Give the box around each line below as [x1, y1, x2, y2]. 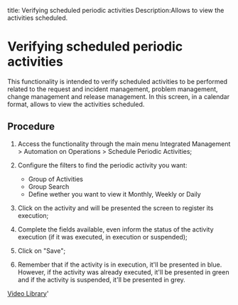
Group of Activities [28, 175, 84, 183]
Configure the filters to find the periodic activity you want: [17, 160, 188, 170]
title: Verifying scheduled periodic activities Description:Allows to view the [7, 6, 225, 14]
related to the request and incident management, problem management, [7, 85, 218, 93]
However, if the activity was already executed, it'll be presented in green [17, 267, 229, 276]
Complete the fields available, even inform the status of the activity [17, 224, 215, 234]
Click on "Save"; [17, 246, 66, 255]
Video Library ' [7, 289, 49, 298]
